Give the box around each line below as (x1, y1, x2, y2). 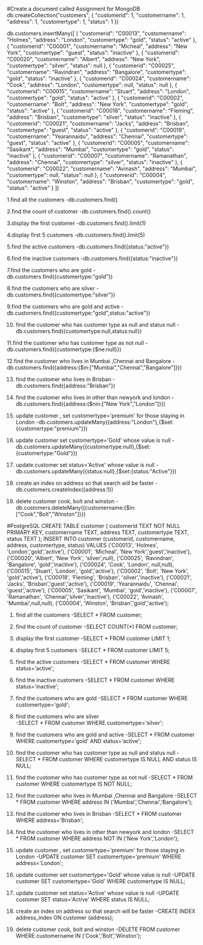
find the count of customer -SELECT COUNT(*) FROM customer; (15, 623, 178, 630)
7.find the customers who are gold (7, 267, 92, 273)
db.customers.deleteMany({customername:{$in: (15, 504, 136, 511)
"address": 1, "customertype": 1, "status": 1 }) (7, 18, 119, 25)
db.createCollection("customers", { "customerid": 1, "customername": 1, (7, 12, 185, 19)
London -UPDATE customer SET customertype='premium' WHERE (15, 853, 181, 860)
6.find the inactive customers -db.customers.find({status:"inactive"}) (7, 255, 178, 262)
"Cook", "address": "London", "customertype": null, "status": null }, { (7, 81, 178, 88)
